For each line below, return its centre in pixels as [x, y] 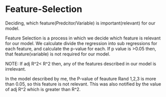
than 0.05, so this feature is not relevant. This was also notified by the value [83, 84]
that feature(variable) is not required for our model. [58, 54]
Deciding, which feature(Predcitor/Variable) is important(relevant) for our [80, 23]
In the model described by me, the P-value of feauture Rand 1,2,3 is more [81, 78]
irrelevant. [16, 69]
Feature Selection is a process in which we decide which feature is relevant [83, 38]
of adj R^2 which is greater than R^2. [43, 89]
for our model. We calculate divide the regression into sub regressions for [81, 43]
